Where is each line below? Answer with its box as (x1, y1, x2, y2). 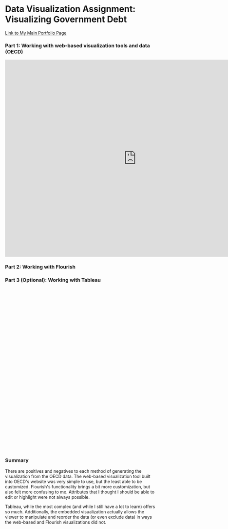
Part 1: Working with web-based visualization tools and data (5, 42, 150, 49)
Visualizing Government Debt (5, 14, 127, 25)
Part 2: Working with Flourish (5, 264, 76, 270)
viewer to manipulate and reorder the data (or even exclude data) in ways (5, 514, 152, 520)
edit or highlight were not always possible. (5, 494, 90, 500)
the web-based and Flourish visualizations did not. (5, 519, 107, 525)
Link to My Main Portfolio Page (5, 30, 67, 36)
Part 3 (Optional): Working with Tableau (5, 277, 101, 284)
